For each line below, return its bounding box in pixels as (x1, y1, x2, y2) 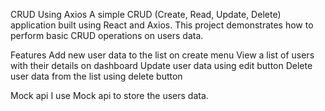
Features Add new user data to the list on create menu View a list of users (10, 49, 315, 61)
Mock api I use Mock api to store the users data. (10, 90, 209, 101)
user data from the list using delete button (10, 70, 183, 82)
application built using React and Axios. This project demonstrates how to (10, 19, 314, 31)
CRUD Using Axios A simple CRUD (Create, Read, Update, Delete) (10, 9, 282, 20)
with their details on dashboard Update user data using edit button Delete (10, 60, 313, 71)
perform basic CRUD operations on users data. (10, 30, 204, 41)
